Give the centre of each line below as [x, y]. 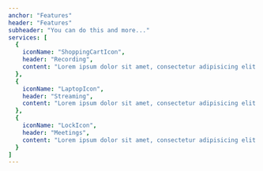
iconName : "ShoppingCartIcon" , [74, 52]
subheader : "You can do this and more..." [79, 30]
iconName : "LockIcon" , [60, 125]
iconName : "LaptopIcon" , [63, 89]
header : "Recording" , [58, 60]
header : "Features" [40, 23]
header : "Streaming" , [58, 96]
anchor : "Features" [40, 15]
